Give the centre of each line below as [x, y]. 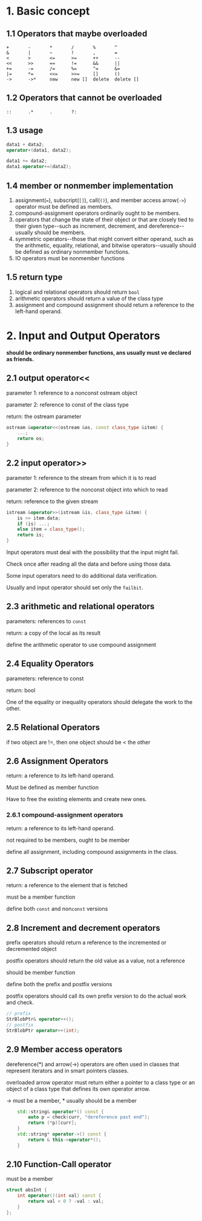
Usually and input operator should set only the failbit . [75, 587]
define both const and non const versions [57, 909]
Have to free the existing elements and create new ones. [77, 799]
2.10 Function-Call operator [59, 1164]
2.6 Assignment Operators [57, 761]
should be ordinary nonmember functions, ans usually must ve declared [99, 353]
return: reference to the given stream [52, 501]
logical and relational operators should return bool [77, 292]
